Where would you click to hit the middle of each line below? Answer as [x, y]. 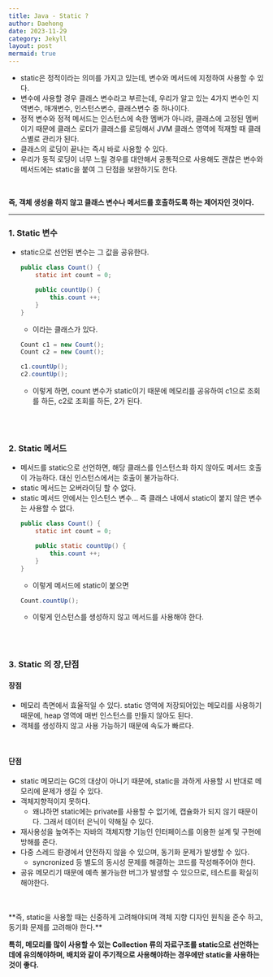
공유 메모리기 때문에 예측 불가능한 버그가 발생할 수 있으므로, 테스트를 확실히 [139, 872]
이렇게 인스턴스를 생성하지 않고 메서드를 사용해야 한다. [118, 617]
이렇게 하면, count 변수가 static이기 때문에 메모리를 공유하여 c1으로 [139, 391]
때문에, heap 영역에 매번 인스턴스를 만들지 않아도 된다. [106, 715]
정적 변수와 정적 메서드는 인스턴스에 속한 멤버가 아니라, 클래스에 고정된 [132, 118]
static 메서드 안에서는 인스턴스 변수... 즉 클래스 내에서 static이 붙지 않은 [134, 498]
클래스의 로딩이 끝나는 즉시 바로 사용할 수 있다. [94, 149]
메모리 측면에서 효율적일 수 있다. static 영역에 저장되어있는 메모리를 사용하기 [141, 705]
